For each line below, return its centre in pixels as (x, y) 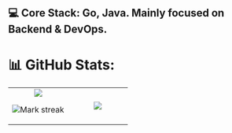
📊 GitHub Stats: (62, 65)
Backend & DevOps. (58, 30)
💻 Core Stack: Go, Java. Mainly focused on (116, 13)
